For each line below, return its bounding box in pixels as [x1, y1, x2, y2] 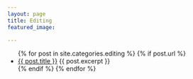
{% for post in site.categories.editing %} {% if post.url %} [17, 49, 187, 58]
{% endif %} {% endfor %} [17, 65, 96, 73]
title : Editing [7, 17, 53, 24]
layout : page [7, 10, 46, 18]
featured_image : [7, 23, 55, 31]
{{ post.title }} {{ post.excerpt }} [17, 57, 111, 65]
